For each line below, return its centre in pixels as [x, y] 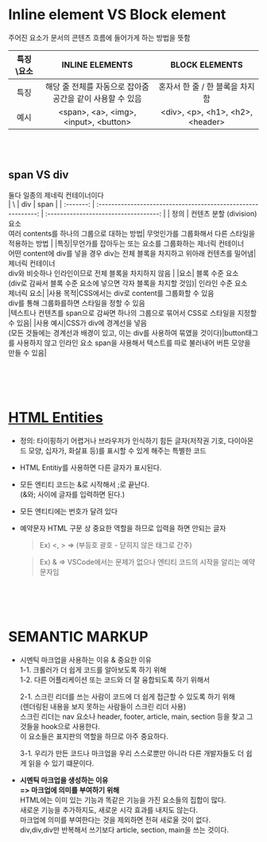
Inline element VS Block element [117, 15]
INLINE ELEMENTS [97, 64]
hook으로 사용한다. [71, 726]
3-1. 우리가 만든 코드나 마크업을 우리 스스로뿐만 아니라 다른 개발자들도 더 [132, 753]
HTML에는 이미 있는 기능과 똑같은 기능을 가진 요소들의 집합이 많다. [123, 800]
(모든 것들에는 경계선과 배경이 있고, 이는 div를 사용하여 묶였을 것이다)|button [127, 332]
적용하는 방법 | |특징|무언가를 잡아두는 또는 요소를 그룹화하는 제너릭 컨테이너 [126, 243]
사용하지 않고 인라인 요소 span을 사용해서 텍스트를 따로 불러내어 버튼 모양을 [133, 343]
